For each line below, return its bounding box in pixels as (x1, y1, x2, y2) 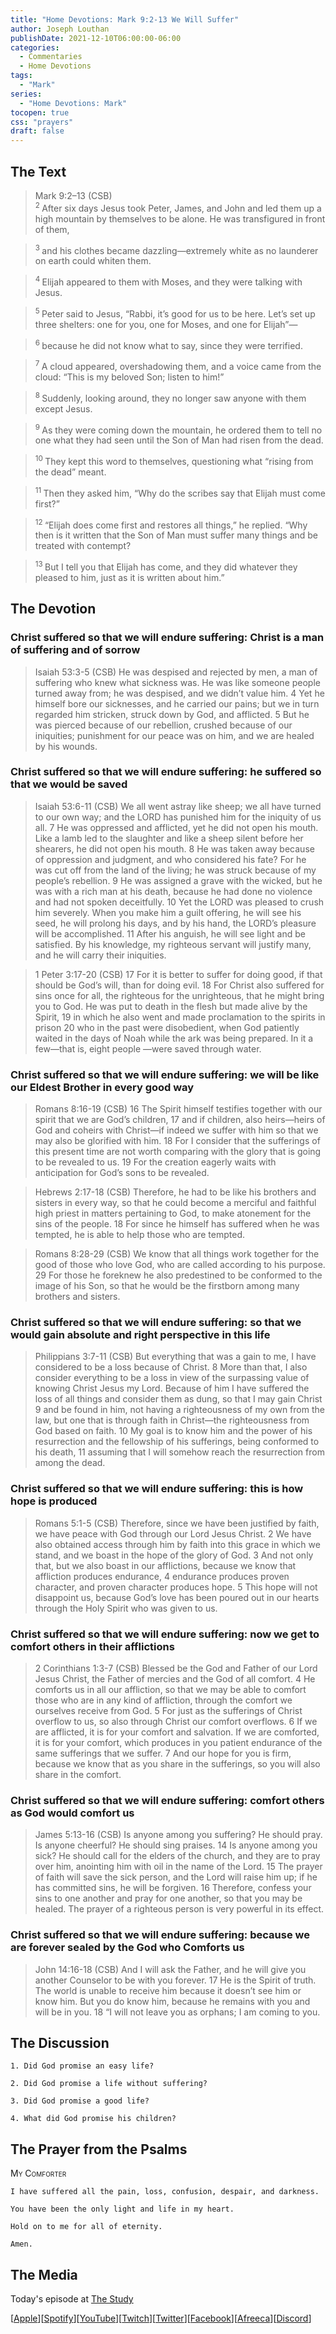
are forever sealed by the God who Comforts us (10, 1941, 245, 1955)
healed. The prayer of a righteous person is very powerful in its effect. (34, 1903, 325, 1915)
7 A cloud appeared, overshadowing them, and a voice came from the (34, 359, 322, 372)
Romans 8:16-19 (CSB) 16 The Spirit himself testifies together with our (34, 1103, 323, 1115)
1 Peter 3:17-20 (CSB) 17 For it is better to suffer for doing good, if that (34, 968, 323, 980)
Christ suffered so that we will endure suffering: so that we (10, 1316, 302, 1330)
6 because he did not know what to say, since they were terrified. (34, 337, 303, 351)
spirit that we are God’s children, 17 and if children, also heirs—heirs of (34, 1114, 326, 1126)
